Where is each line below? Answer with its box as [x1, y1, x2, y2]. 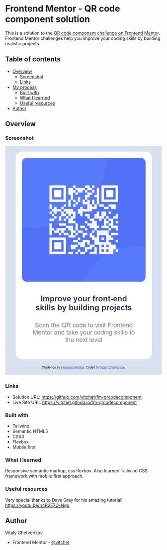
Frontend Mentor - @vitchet [12, 540, 70, 546]
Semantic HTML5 [12, 428, 48, 434]
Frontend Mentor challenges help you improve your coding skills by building [5, 35, 161, 41]
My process [12, 84, 37, 90]
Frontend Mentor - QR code [5, 3, 120, 14]
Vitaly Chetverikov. [5, 530, 44, 536]
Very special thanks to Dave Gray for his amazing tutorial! [5, 497, 123, 503]
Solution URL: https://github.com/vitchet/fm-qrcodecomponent [12, 394, 142, 400]
